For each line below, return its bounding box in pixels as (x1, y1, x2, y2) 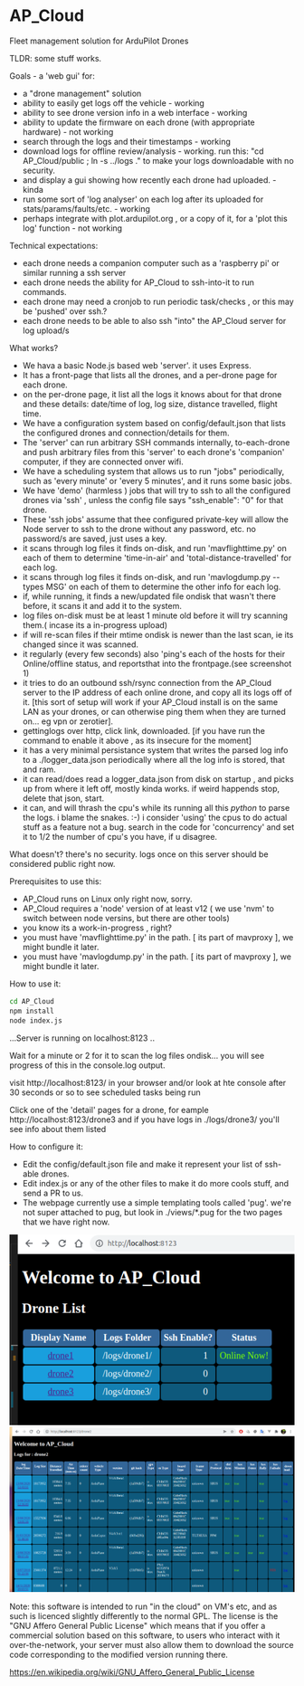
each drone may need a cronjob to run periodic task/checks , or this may (22, 296, 294, 307)
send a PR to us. (22, 1187, 84, 1198)
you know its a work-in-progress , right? (22, 922, 173, 933)
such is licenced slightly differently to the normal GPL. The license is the (9, 1610, 279, 1621)
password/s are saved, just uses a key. (22, 533, 167, 544)
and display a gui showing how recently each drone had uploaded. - (22, 174, 277, 186)
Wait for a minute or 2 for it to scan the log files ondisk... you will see (9, 1050, 265, 1061)
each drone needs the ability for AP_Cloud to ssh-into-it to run (22, 277, 255, 288)
